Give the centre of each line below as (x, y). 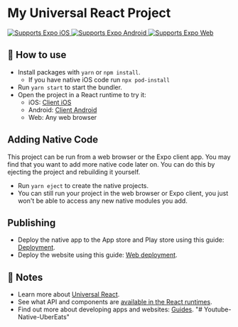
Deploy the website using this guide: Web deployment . (97, 255)
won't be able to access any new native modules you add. (103, 201)
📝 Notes (25, 277)
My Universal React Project (89, 13)
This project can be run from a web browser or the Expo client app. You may (119, 157)
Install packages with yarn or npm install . (79, 72)
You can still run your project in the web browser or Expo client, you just (123, 193)
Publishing (32, 222)
